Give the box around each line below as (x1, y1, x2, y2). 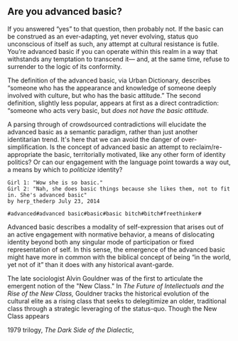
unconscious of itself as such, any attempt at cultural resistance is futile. (7, 39, 220, 48)
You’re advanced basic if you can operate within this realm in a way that (7, 47, 218, 55)
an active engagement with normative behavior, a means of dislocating (7, 230, 215, 239)
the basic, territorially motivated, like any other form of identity (43, 150, 226, 158)
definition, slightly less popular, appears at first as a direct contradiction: (7, 99, 219, 107)
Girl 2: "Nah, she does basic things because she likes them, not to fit (7, 185, 231, 193)
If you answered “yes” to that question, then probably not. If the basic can (7, 24, 224, 33)
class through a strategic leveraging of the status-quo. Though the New (7, 304, 217, 313)
